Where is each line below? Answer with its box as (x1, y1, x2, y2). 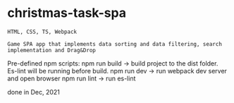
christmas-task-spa (7, 5, 127, 21)
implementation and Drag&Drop (7, 47, 97, 54)
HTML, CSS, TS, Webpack (7, 28, 78, 35)
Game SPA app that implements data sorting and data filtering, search (7, 40, 222, 47)
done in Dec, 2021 (7, 87, 60, 96)
